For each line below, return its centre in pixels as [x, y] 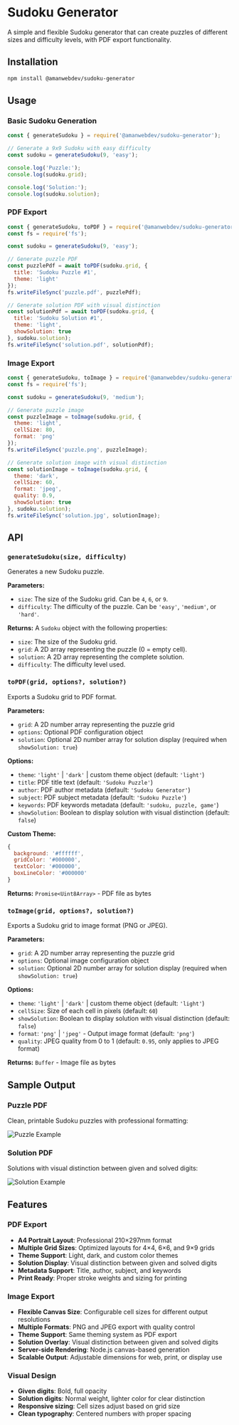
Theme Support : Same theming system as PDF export [97, 1335]
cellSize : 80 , [34, 430]
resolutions [34, 1320]
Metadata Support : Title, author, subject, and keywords [99, 1270]
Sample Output [42, 1085]
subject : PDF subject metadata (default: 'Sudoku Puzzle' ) [102, 797]
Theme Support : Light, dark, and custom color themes [98, 1255]
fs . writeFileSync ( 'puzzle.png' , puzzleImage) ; [78, 450]
